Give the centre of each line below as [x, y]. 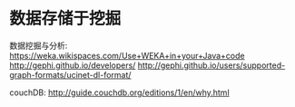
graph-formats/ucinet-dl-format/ [70, 74]
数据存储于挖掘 [65, 19]
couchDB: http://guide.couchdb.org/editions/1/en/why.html [119, 92]
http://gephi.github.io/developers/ [73, 65]
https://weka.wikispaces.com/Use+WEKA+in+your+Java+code [127, 55]
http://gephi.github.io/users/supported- [211, 65]
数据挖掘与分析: [39, 45]
